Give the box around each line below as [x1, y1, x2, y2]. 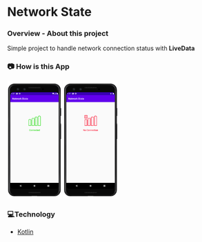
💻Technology [7, 209, 55, 219]
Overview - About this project [7, 29, 109, 38]
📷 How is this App [7, 62, 70, 71]
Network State [7, 4, 92, 20]
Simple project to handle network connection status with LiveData [7, 44, 195, 52]
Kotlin [17, 228, 34, 236]
